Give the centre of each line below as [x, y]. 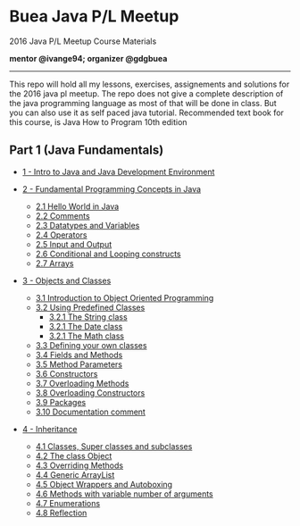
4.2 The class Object [74, 455]
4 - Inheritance [50, 429]
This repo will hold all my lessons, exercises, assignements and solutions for [150, 84]
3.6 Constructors [67, 373]
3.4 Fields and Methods [79, 355]
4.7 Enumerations [68, 503]
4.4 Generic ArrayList [75, 474]
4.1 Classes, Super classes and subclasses [114, 446]
